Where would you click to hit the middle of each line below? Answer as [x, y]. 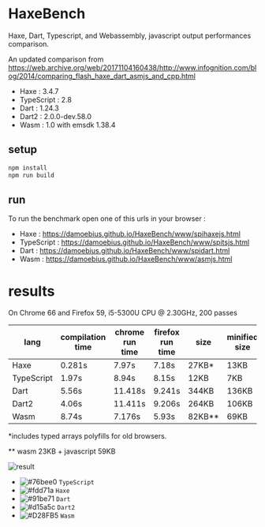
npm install [28, 168]
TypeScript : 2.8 [46, 99]
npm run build [32, 175]
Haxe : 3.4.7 [39, 91]
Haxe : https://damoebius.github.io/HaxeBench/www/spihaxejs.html [130, 234]
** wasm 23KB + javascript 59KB [62, 451]
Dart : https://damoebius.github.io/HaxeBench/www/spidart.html [125, 251]
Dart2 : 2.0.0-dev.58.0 [56, 116]
